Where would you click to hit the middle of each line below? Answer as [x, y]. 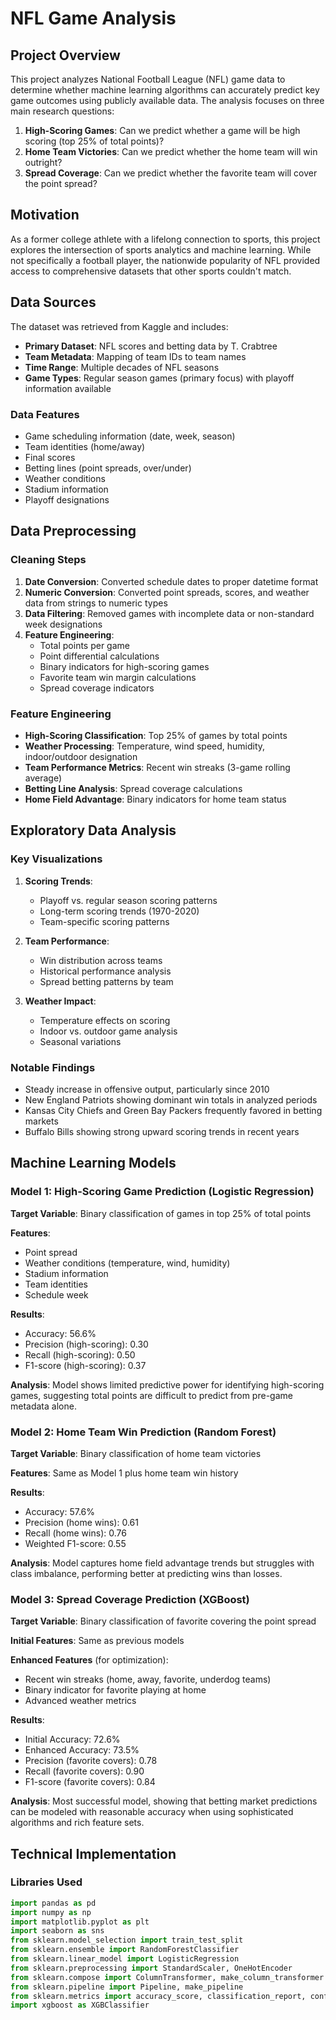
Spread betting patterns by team [106, 981]
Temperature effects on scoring [105, 1020]
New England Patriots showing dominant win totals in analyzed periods [171, 1099]
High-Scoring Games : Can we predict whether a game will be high [162, 130]
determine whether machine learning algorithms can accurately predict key [165, 90]
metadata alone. [43, 1406]
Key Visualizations [56, 859]
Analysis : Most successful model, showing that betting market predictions [164, 1801]
